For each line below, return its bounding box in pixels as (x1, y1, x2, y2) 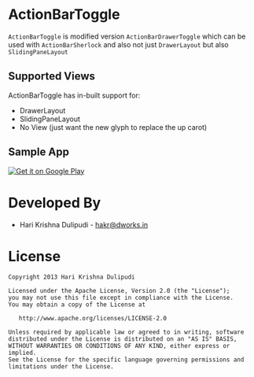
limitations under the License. (8, 363, 114, 371)
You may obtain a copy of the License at (8, 301, 146, 309)
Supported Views (8, 69, 96, 83)
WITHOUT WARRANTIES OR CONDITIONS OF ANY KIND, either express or (8, 342, 230, 350)
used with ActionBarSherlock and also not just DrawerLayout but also (8, 39, 230, 49)
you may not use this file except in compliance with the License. (8, 294, 234, 302)
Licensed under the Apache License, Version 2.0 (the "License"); (8, 287, 230, 295)
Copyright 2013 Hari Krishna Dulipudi (8, 273, 135, 281)
